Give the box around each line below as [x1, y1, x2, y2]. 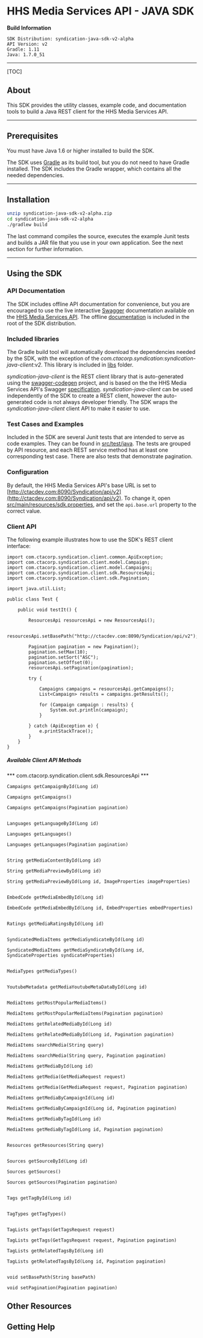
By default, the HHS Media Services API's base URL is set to [7, 481, 157, 489]
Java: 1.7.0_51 [7, 51, 45, 58]
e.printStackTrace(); [39, 728, 94, 734]
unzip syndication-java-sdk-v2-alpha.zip [7, 210, 113, 216]
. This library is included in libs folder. [40, 361, 134, 368]
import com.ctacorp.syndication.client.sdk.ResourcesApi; [7, 570, 155, 576]
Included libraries [7, 335, 60, 343]
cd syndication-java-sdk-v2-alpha [7, 216, 94, 222]
